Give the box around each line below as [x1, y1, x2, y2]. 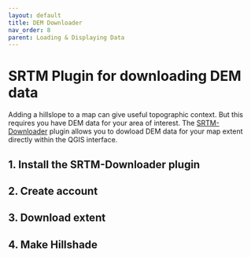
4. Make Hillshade [8, 237, 98, 251]
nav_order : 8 [8, 26, 51, 34]
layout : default [8, 11, 61, 20]
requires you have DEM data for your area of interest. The [8, 119, 195, 128]
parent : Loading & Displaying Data [8, 33, 125, 42]
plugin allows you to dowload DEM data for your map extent [49, 127, 243, 136]
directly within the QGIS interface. [8, 135, 118, 145]
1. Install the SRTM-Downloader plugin [8, 158, 201, 171]
